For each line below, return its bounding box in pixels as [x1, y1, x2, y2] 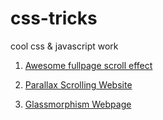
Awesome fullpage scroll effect [24, 59, 153, 71]
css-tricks [10, 7, 98, 30]
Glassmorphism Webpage [24, 98, 132, 110]
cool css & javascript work [10, 40, 119, 52]
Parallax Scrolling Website [24, 78, 133, 91]
